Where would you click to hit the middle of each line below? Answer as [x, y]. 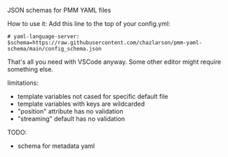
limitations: [23, 83]
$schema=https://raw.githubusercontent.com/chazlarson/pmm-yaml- [105, 43]
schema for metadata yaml [56, 146]
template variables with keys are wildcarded [81, 104]
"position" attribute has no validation [70, 111]
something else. [31, 69]
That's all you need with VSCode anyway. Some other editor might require [114, 62]
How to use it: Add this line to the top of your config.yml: [89, 23]
